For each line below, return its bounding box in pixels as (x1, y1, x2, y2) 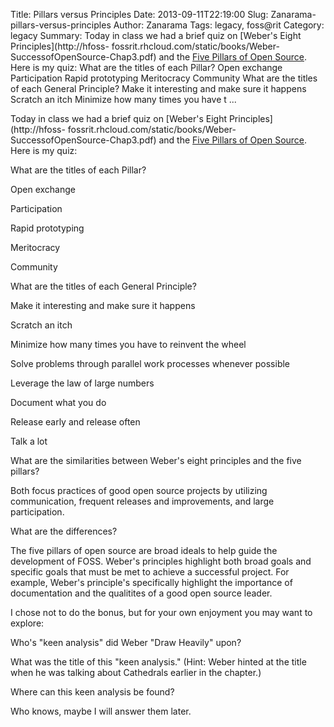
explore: (10, 617, 45, 629)
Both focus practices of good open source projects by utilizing (10, 485, 268, 496)
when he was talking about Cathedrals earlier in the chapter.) (10, 667, 262, 678)
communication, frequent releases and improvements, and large (10, 495, 275, 507)
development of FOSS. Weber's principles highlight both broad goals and (10, 555, 312, 567)
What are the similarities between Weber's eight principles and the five (10, 455, 302, 466)
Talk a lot (10, 435, 48, 447)
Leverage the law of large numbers (10, 377, 155, 389)
